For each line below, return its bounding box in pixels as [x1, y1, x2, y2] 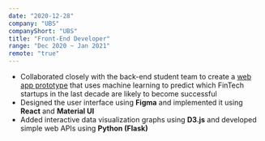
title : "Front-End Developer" [8, 34, 111, 43]
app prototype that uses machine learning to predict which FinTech [19, 80, 245, 90]
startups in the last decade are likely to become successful [19, 89, 217, 98]
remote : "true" [8, 49, 60, 58]
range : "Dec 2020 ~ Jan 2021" [8, 42, 111, 50]
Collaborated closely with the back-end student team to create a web [19, 72, 252, 81]
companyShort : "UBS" [8, 27, 79, 35]
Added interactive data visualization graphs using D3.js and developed [19, 115, 257, 124]
